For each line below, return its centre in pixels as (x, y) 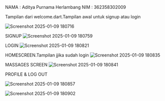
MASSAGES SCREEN (26, 65)
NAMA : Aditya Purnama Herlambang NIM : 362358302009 (66, 7)
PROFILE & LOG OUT (26, 74)
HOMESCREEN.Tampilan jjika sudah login (47, 55)
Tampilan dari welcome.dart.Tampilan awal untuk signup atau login (73, 17)
